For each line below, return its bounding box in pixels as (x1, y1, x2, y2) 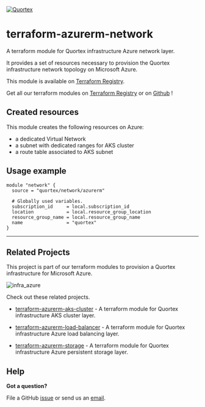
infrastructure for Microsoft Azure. (6, 269, 93, 277)
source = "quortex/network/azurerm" (12, 187, 105, 194)
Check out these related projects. (6, 293, 90, 301)
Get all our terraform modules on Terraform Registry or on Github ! (6, 89, 173, 97)
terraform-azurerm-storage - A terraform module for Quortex (15, 342, 169, 350)
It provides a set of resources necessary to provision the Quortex (6, 59, 170, 67)
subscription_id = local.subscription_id (12, 204, 130, 210)
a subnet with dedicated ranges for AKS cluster (15, 141, 134, 149)
